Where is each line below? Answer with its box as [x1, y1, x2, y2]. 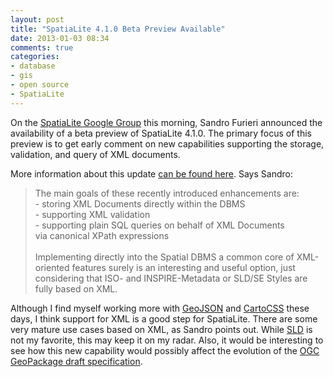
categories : [10, 52, 60, 62]
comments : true [10, 42, 74, 53]
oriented [34, 261, 70, 273]
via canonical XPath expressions [34, 229, 170, 241]
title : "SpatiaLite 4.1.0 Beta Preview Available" [10, 24, 226, 34]
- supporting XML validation [34, 208, 151, 220]
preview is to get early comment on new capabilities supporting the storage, [10, 137, 325, 150]
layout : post [10, 14, 65, 25]
